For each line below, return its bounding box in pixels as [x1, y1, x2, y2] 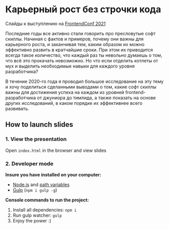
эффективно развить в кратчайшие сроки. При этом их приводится [5, 47, 153, 53]
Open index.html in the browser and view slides [5, 147, 107, 153]
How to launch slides [5, 120, 73, 129]
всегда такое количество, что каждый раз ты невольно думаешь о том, [5, 52, 162, 58]
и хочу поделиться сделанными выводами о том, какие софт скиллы [5, 83, 157, 90]
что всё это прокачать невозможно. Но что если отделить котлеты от [5, 57, 158, 63]
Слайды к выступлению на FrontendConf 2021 [5, 20, 106, 27]
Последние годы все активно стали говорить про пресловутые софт [5, 30, 156, 36]
